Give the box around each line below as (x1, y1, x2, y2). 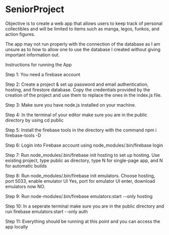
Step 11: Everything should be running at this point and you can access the (5, 218, 160, 224)
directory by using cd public (5, 117, 64, 123)
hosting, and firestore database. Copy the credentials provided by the (5, 86, 150, 92)
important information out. (5, 52, 60, 58)
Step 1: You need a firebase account (5, 71, 80, 77)
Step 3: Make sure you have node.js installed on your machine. (5, 102, 136, 108)
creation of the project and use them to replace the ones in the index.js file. (5, 92, 162, 98)
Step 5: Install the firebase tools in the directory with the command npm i (5, 127, 157, 133)
